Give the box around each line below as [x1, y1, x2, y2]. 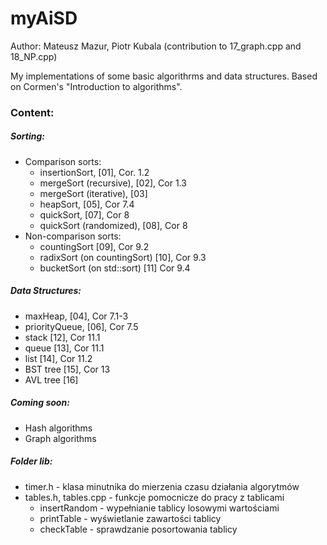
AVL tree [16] [24, 373, 79, 386]
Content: [10, 105, 55, 119]
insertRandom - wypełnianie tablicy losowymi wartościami [39, 502, 280, 514]
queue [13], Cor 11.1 [24, 342, 105, 354]
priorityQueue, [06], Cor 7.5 [24, 320, 139, 332]
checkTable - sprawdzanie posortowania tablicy [39, 523, 238, 535]
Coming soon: [10, 397, 70, 409]
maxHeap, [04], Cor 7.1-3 [24, 310, 129, 322]
